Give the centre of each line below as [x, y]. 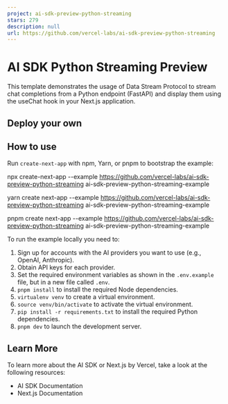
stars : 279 [23, 20]
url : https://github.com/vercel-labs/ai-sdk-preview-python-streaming [111, 33]
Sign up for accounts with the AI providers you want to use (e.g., [109, 253]
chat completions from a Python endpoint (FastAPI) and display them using [114, 94]
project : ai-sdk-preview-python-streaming [69, 14]
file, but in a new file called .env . [63, 283]
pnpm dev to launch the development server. [79, 326]
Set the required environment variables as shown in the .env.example [115, 275]
